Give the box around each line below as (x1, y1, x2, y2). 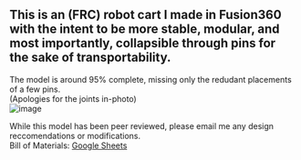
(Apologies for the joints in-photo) (9, 93, 137, 104)
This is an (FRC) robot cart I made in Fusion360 (9, 7, 282, 23)
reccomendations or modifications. (9, 130, 141, 141)
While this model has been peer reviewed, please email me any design (9, 120, 275, 131)
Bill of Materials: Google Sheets (9, 140, 128, 151)
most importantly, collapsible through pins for (9, 35, 276, 51)
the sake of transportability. (9, 50, 171, 65)
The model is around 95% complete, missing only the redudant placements (9, 74, 292, 85)
